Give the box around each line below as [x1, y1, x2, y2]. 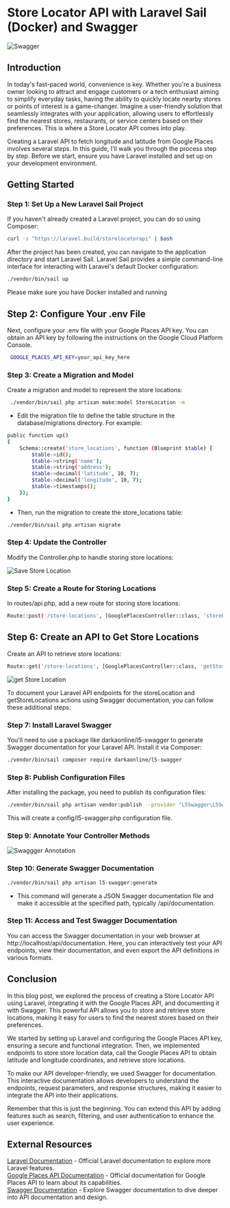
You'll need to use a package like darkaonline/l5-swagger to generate [7, 736, 203, 744]
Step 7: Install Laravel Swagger [7, 720, 112, 729]
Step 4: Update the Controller [7, 537, 107, 547]
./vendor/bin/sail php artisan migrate [7, 521, 121, 529]
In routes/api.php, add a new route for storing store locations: [7, 599, 180, 607]
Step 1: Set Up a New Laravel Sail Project [7, 200, 144, 209]
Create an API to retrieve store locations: [7, 649, 122, 657]
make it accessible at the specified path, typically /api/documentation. [16, 899, 216, 907]
